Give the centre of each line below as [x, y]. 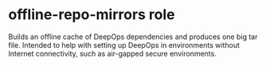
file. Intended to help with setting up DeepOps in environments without [124, 45]
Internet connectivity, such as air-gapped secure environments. [112, 53]
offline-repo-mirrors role [92, 15]
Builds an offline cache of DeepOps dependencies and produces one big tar [133, 37]
